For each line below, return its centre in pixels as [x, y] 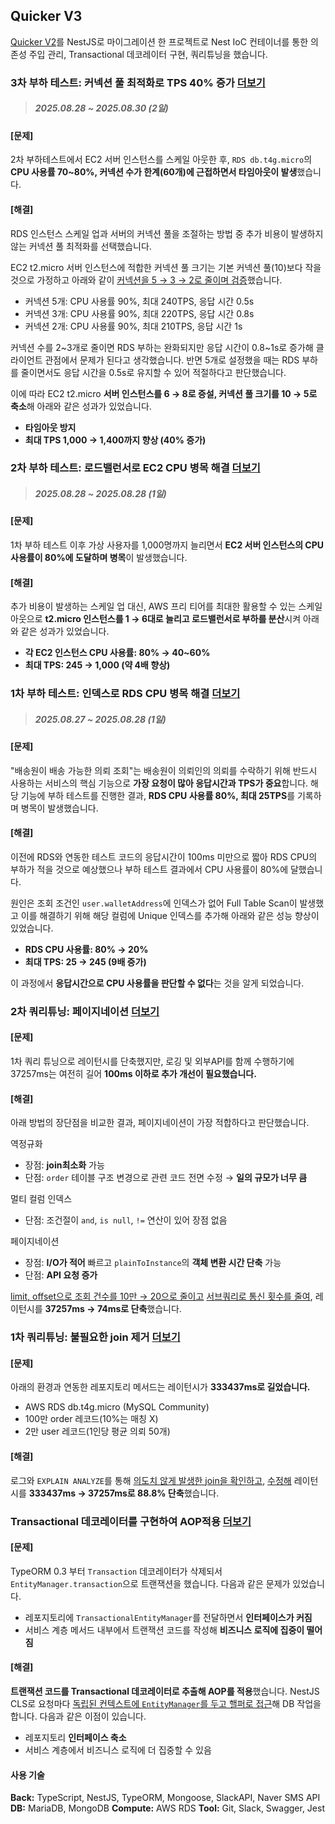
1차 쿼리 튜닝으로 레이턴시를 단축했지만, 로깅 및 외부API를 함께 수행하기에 [152, 1061]
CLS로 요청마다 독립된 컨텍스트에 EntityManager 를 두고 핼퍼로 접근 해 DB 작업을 [166, 1703]
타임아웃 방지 [50, 427]
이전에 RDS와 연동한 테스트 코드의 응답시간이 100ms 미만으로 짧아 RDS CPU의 [164, 856]
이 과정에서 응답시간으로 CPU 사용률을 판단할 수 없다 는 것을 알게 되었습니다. [157, 983]
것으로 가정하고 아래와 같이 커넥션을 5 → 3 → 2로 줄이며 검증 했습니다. [146, 280]
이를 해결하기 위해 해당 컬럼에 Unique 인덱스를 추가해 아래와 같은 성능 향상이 [170, 915]
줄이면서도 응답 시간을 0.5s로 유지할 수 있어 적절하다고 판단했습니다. [153, 372]
